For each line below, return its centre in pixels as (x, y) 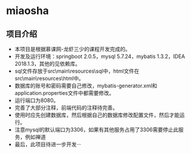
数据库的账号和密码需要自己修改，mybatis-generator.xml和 (86, 86)
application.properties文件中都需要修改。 (64, 93)
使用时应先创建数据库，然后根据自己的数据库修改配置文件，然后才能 (97, 115)
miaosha (27, 11)
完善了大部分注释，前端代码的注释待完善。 (66, 108)
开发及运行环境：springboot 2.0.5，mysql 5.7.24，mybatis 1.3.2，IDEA (100, 56)
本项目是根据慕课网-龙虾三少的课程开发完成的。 (73, 49)
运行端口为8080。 (36, 100)
